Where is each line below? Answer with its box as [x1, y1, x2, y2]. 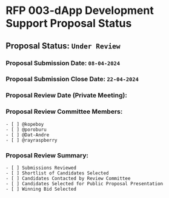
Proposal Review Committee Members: [5, 107, 123, 116]
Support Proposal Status [5, 16, 132, 30]
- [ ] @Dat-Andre [5, 131, 50, 138]
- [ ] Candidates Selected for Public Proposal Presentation [5, 180, 164, 186]
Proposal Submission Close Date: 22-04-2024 [5, 75, 139, 84]
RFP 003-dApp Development [5, 4, 154, 18]
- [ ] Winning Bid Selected [5, 186, 77, 192]
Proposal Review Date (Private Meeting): [5, 91, 128, 100]
